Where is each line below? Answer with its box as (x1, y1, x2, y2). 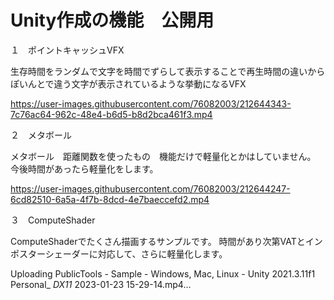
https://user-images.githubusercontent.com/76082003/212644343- (10, 97, 292, 110)
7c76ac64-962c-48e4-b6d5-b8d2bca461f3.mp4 (10, 108, 213, 120)
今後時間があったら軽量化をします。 (10, 162, 159, 175)
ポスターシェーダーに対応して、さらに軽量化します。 (10, 247, 228, 260)
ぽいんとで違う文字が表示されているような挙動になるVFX (10, 77, 247, 90)
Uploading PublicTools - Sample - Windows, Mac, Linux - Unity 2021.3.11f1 (10, 267, 316, 280)
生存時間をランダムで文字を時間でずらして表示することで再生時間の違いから (10, 65, 326, 77)
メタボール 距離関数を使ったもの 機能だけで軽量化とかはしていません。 (10, 150, 317, 162)
